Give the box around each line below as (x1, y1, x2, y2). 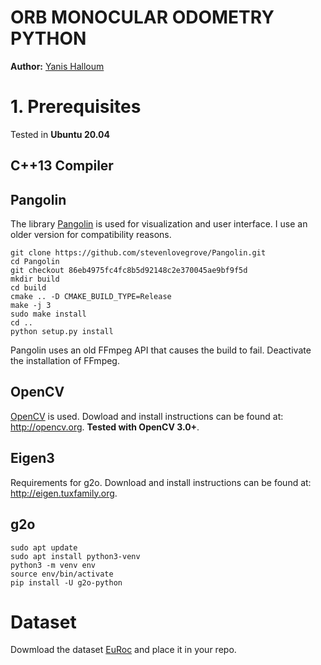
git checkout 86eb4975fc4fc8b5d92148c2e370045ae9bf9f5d (10, 266, 248, 276)
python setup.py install (10, 327, 114, 337)
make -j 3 (10, 301, 52, 311)
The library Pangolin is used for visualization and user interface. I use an (10, 218, 308, 230)
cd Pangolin (10, 257, 60, 267)
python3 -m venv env (10, 560, 97, 570)
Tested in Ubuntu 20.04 (10, 128, 110, 140)
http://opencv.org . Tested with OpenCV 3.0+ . (10, 421, 200, 433)
